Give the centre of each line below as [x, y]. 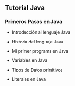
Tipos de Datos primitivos [37, 70]
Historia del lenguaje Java [37, 42]
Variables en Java [30, 60]
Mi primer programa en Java [40, 51]
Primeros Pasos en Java [34, 22]
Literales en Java [29, 79]
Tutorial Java [25, 8]
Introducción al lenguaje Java [41, 32]
